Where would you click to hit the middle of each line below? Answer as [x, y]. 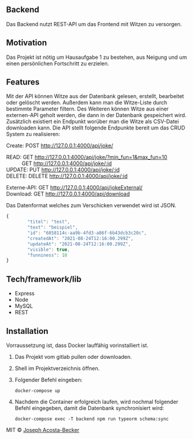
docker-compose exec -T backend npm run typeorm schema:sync [92, 419]
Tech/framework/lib [44, 279]
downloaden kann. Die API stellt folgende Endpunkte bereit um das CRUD [96, 128]
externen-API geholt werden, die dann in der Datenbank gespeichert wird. [96, 115]
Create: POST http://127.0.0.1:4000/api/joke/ [60, 146]
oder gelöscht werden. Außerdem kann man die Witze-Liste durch [87, 103]
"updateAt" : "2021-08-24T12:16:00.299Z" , [79, 244]
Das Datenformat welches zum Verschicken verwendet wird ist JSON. [91, 206]
